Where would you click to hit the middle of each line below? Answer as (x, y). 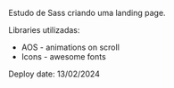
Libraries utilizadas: (44, 30)
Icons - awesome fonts (63, 56)
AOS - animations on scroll (70, 47)
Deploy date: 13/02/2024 (54, 74)
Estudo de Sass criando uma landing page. (87, 13)
